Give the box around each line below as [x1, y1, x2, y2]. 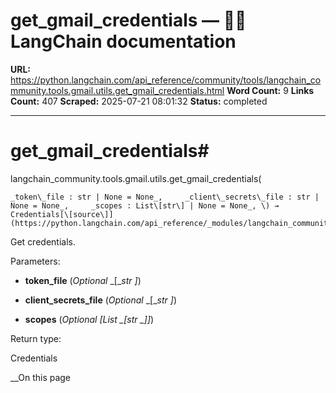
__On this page [10, 371, 72, 383]
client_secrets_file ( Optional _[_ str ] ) [24, 294, 177, 306]
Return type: [10, 332, 62, 344]
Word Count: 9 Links [226, 84, 315, 96]
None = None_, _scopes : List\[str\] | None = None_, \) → [10, 200, 280, 211]
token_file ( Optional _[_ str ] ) [24, 274, 142, 286]
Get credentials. [10, 235, 76, 248]
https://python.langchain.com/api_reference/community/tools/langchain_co [10, 74, 322, 86]
